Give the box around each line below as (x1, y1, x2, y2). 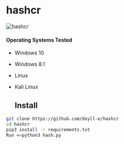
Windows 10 (14, 49, 44, 56)
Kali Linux (14, 83, 39, 91)
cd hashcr (6, 121, 30, 127)
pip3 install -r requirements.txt (6, 126, 91, 132)
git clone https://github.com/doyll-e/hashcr (6, 115, 119, 122)
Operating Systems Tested (6, 36, 73, 43)
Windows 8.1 (14, 61, 45, 68)
